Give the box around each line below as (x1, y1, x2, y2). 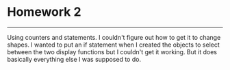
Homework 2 (7, 4, 81, 20)
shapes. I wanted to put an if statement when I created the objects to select (7, 40, 220, 49)
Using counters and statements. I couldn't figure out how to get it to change (7, 33, 221, 41)
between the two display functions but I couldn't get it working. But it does (7, 47, 218, 56)
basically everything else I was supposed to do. (7, 55, 142, 63)
